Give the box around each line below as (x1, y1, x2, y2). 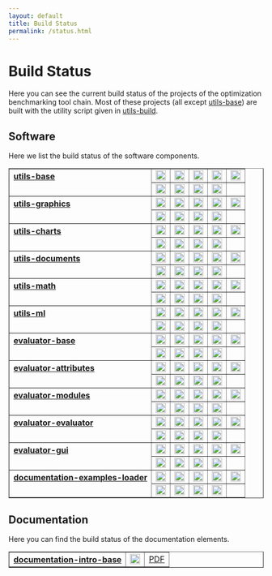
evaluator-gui (13, 445, 69, 456)
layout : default (8, 11, 63, 20)
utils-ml (13, 307, 46, 319)
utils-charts (13, 226, 62, 237)
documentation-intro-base (13, 553, 122, 565)
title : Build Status (8, 19, 79, 28)
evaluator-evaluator (13, 417, 94, 428)
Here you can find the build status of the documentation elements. (8, 534, 230, 544)
